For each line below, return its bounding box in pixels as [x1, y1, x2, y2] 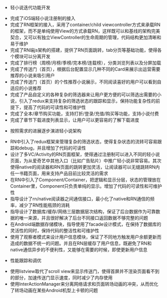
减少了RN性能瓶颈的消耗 [19, 202, 70, 208]
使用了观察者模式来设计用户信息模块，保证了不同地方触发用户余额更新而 [10, 234, 161, 240]
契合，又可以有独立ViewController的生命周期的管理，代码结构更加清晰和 [10, 35, 161, 40]
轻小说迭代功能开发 [10, 5, 51, 10]
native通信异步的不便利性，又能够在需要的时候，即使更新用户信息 [10, 247, 148, 253]
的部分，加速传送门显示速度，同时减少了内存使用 [10, 275, 113, 281]
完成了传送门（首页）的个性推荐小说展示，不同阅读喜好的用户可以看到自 [10, 79, 161, 85]
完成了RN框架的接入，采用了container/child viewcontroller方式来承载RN [10, 22, 161, 27]
